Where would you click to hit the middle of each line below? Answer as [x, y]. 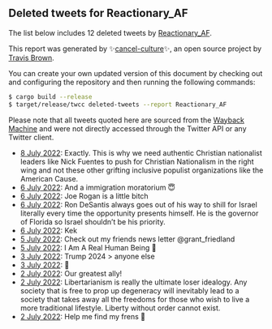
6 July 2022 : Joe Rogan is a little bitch [84, 196]
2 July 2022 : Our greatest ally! [71, 273]
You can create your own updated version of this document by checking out [136, 73]
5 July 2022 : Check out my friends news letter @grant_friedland [127, 239]
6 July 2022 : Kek [49, 230]
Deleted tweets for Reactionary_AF [98, 13]
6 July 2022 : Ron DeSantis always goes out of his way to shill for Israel [138, 204]
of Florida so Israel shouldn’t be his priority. [93, 221]
